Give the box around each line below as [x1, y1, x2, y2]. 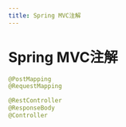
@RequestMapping [8, 83, 62, 90]
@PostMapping [8, 75, 52, 83]
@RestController [8, 97, 62, 105]
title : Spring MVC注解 [8, 11, 81, 20]
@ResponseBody [8, 104, 56, 112]
